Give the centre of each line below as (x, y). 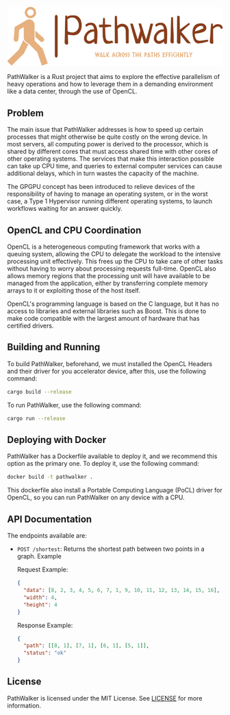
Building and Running (54, 347)
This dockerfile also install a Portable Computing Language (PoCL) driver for (115, 490)
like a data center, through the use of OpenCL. (72, 91)
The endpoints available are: (47, 536)
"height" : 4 (40, 604)
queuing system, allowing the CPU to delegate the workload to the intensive (114, 254)
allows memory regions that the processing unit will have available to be (108, 276)
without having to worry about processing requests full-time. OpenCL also (112, 269)
